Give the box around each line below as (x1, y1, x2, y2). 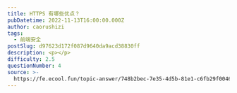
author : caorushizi (7, 23, 65, 30)
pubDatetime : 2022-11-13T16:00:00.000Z (7, 17, 125, 24)
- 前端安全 (13, 36, 42, 43)
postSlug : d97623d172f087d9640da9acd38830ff (7, 43, 140, 50)
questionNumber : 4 (7, 62, 61, 69)
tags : (7, 29, 23, 37)
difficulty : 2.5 (7, 56, 55, 63)
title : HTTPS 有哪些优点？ (7, 10, 80, 17)
